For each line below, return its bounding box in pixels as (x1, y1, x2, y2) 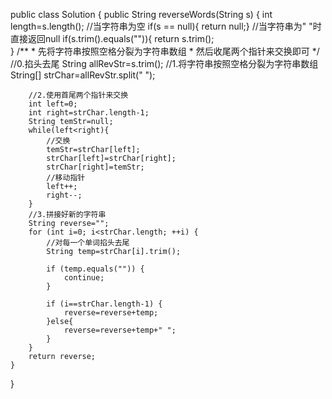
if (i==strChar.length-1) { (46, 299, 163, 309)
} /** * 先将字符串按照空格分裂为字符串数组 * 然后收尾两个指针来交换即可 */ (10, 45, 320, 57)
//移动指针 (46, 173, 86, 183)
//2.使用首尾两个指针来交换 (28, 90, 129, 100)
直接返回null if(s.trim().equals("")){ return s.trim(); (10, 33, 215, 44)
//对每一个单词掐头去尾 (46, 238, 130, 248)
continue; (63, 273, 105, 283)
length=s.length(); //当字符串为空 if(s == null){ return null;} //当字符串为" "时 (10, 20, 322, 32)
